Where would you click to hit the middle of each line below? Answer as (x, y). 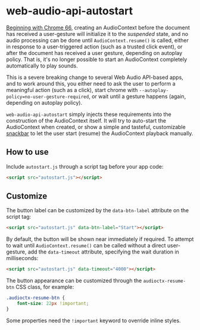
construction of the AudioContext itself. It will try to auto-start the (86, 120)
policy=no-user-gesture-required (48, 97)
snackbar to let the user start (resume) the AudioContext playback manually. (100, 133)
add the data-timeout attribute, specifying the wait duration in (104, 252)
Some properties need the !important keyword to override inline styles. (93, 320)
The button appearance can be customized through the (74, 281)
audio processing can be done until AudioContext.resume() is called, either (97, 40)
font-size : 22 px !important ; (53, 304)
